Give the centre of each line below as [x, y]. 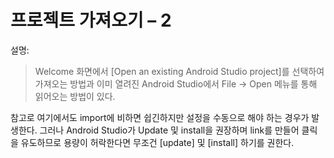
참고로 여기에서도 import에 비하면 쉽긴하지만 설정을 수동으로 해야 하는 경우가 [160, 117]
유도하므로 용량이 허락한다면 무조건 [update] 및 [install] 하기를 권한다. [157, 142]
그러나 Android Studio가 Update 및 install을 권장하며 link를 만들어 [169, 130]
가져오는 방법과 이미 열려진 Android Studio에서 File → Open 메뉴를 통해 [176, 83]
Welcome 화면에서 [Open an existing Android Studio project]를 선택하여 [179, 71]
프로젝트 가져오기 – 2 [91, 20]
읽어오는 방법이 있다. [75, 96]
